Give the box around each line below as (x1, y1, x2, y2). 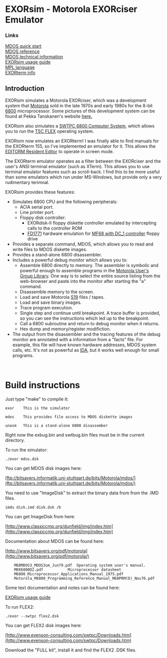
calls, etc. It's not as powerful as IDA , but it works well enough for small (12, 347, 160, 353)
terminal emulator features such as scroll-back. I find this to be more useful (5, 169, 160, 175)
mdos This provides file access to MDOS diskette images (5, 415, 133, 420)
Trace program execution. (19, 305, 73, 311)
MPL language (5, 64, 35, 70)
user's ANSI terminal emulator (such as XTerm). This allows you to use (5, 164, 150, 170)
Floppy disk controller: (19, 215, 66, 220)
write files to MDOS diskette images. (12, 246, 87, 252)
